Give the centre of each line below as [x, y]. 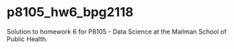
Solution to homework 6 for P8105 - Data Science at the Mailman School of [117, 31]
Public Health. [27, 38]
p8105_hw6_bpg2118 [70, 12]
